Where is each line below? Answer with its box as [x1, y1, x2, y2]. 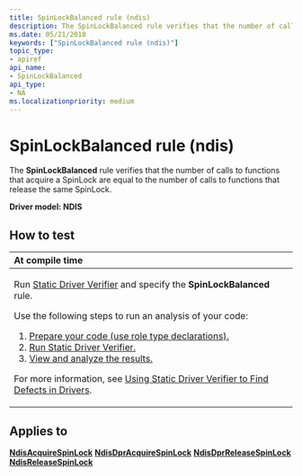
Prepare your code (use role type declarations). [29, 330, 229, 342]
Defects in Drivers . [13, 383, 93, 396]
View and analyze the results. [29, 352, 153, 365]
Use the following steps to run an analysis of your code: [13, 310, 249, 322]
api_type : [9, 80, 47, 89]
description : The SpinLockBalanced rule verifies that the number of [9, 22, 276, 31]
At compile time [13, 254, 84, 267]
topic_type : [9, 47, 54, 56]
